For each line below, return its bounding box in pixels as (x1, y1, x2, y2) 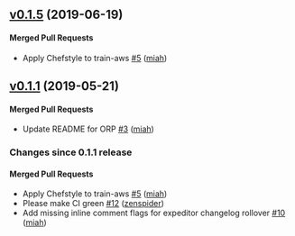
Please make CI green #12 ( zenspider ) (22, 198, 165, 209)
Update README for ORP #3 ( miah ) (22, 123, 155, 134)
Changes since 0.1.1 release (9, 146, 133, 159)
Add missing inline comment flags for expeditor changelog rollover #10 (22, 207, 286, 219)
